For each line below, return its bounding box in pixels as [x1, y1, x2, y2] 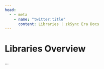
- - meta [9, 12, 28, 17]
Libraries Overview [5, 43, 86, 54]
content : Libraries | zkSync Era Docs [18, 21, 99, 27]
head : [5, 7, 16, 13]
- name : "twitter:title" [14, 17, 66, 22]
